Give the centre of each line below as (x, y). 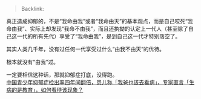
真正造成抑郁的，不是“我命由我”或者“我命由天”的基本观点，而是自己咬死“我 (100, 21)
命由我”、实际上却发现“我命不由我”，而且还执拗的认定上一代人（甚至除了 (97, 29)
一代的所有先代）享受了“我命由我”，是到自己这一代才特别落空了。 (99, 36)
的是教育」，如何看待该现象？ (47, 90)
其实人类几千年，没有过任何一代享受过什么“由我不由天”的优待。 (86, 49)
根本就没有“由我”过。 (33, 62)
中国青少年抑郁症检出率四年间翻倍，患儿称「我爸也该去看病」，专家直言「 (98, 82)
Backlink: (32, 9)
